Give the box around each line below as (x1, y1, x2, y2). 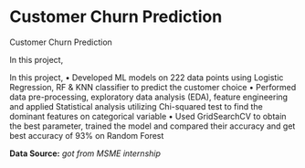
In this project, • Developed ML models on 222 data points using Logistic (9, 71, 284, 83)
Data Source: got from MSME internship (9, 148, 162, 159)
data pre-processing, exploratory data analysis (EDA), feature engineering (9, 91, 289, 102)
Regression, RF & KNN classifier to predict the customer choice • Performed (9, 81, 297, 92)
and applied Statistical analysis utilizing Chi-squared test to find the (9, 100, 263, 111)
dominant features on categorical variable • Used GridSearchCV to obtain (9, 110, 287, 121)
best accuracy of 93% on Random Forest (9, 130, 164, 141)
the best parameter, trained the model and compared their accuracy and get (9, 121, 296, 131)
